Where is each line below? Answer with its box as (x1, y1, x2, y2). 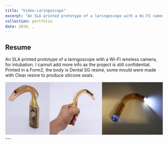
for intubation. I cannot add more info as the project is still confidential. (5, 61, 151, 67)
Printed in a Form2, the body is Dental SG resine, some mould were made (5, 67, 156, 73)
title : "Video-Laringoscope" (5, 8, 66, 13)
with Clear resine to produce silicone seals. (5, 72, 94, 78)
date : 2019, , (5, 24, 35, 29)
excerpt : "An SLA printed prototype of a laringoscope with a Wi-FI (5, 13, 151, 18)
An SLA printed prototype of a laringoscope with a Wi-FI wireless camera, (5, 56, 157, 62)
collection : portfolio (5, 18, 52, 23)
